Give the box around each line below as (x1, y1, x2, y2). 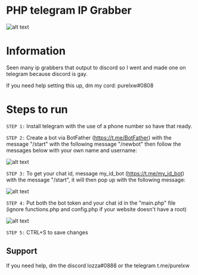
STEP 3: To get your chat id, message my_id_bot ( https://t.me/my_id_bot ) (6, 169, 185, 177)
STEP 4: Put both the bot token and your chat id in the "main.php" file (6, 199, 176, 206)
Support (6, 246, 38, 257)
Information (6, 44, 66, 58)
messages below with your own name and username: (6, 147, 137, 154)
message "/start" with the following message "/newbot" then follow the (6, 140, 181, 147)
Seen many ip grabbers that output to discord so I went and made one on (6, 64, 186, 71)
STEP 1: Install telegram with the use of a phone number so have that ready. (6, 122, 193, 129)
